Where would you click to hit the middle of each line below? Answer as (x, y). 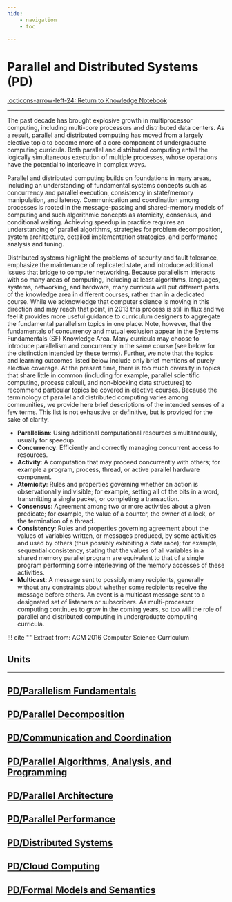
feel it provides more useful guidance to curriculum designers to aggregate (114, 316)
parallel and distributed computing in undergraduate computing (107, 617)
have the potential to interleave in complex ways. (77, 165)
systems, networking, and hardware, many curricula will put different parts (113, 287)
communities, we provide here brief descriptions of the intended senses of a (116, 405)
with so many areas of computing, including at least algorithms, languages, (114, 280)
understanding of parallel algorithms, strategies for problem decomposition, (115, 230)
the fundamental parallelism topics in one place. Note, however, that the (109, 324)
